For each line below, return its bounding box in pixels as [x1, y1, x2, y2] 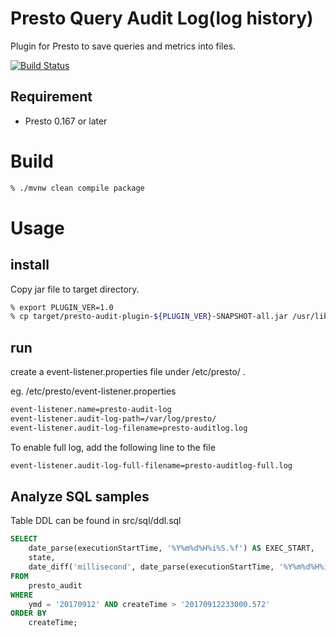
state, [28, 553, 56, 563]
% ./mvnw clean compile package [10, 183, 145, 193]
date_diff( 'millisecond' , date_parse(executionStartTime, [28, 562, 275, 572]
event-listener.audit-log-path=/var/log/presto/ [10, 414, 217, 424]
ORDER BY [10, 608, 47, 619]
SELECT [10, 534, 38, 544]
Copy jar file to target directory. [10, 283, 140, 295]
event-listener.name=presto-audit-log [10, 405, 172, 415]
